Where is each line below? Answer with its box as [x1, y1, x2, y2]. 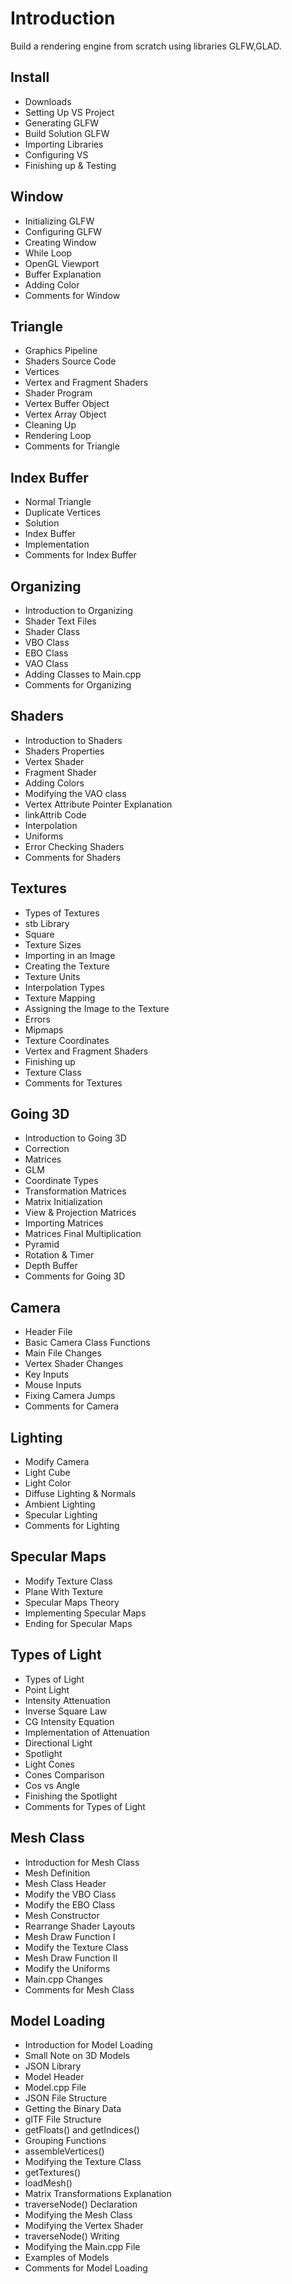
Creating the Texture [24, 960, 110, 972]
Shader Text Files [24, 615, 97, 627]
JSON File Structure [24, 2092, 108, 2104]
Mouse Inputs [24, 1379, 82, 1391]
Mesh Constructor [24, 1909, 100, 1921]
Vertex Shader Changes [24, 1358, 124, 1370]
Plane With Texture [24, 1585, 104, 1597]
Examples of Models [24, 2252, 110, 2264]
